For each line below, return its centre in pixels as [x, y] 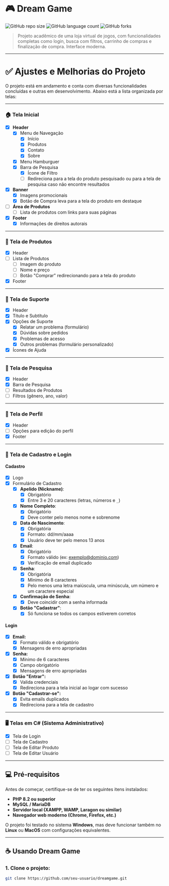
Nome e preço [35, 270]
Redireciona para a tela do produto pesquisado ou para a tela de [94, 179]
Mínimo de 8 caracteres [52, 580]
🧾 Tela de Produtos [29, 242]
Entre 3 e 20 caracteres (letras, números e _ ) [74, 501]
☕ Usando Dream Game [43, 852]
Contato [36, 150]
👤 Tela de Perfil [24, 414]
